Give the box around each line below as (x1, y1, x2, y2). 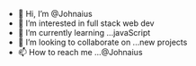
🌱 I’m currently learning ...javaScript (17, 28, 151, 37)
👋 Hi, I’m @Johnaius (17, 9, 93, 19)
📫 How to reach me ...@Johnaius (17, 47, 143, 57)
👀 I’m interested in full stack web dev (17, 18, 155, 29)
